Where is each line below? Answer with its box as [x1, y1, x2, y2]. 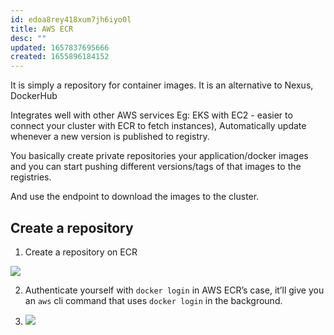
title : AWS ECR [10, 24, 74, 34]
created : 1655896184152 [10, 52, 110, 62]
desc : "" [10, 33, 47, 43]
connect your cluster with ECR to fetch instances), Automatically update [10, 120, 307, 132]
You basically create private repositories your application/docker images [10, 150, 309, 162]
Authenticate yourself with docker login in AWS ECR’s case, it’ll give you [24, 284, 325, 296]
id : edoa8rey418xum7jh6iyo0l [10, 14, 132, 25]
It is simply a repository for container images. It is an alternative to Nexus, [10, 79, 314, 91]
